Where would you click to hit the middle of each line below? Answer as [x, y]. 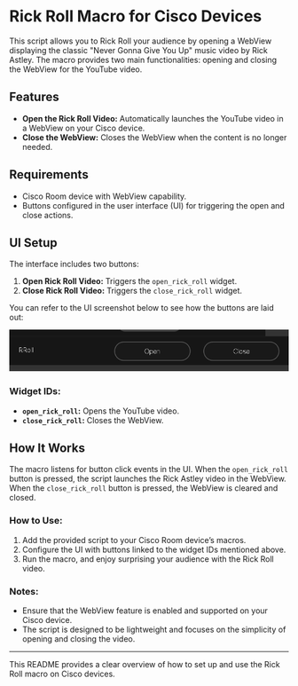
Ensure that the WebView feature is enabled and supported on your [145, 611]
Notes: [24, 591]
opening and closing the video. [78, 639]
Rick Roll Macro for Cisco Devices [136, 16]
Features [34, 97]
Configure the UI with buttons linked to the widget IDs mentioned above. [154, 549]
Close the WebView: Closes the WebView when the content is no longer [154, 137]
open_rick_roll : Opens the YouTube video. [101, 411]
